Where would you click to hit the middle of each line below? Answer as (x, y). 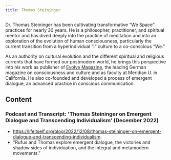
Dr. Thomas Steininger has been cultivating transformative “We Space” (80, 25)
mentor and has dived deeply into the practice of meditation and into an (81, 35)
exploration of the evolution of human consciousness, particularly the (79, 41)
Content (19, 99)
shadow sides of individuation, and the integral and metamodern (81, 148)
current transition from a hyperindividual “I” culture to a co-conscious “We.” (85, 46)
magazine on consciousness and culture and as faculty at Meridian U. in (81, 73)
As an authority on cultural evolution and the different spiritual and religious (85, 56)
